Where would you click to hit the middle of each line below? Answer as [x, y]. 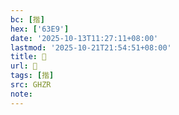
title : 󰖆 [28, 57]
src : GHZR [31, 85]
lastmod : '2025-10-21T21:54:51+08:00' [91, 47]
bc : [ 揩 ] [27, 19]
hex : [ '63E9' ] [40, 29]
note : [21, 94]
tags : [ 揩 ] [32, 76]
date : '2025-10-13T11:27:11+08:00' [84, 38]
